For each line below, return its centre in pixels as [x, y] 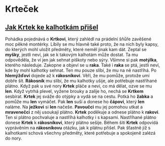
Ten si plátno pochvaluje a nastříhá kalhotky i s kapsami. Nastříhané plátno [81, 117]
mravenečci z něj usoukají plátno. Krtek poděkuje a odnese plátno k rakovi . [82, 112]
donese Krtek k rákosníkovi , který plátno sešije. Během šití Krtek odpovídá [82, 122]
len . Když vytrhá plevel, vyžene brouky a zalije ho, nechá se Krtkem [74, 91]
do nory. [14, 138]
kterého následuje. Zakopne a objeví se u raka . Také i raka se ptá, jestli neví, [82, 65]
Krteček [22, 9]
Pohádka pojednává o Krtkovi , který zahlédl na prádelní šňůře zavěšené [78, 39]
